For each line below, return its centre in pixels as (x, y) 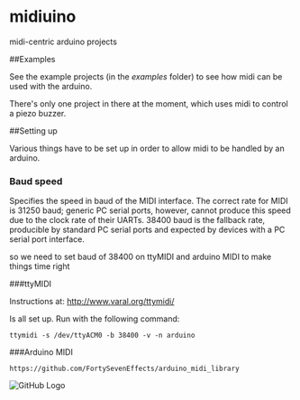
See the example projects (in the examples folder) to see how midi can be (146, 76)
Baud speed (36, 181)
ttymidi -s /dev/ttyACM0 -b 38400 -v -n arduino (102, 336)
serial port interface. (47, 239)
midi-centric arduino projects (63, 42)
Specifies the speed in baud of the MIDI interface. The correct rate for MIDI (149, 201)
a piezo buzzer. (38, 113)
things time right (40, 266)
